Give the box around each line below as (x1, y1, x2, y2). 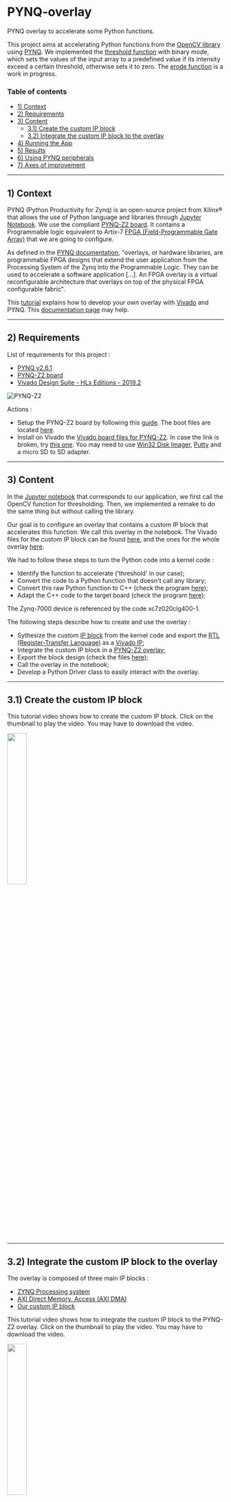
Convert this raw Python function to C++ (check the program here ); (16, 584, 208, 592)
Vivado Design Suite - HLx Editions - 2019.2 (16, 378, 142, 387)
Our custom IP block (16, 1302, 76, 1310)
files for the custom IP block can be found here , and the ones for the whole (7, 535, 220, 543)
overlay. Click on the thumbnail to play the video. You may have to (16, 1323, 203, 1331)
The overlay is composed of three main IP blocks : (7, 1274, 149, 1282)
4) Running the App (16, 139, 73, 147)
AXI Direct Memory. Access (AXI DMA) (16, 1295, 127, 1303)
